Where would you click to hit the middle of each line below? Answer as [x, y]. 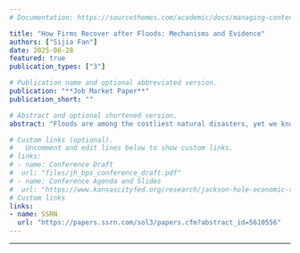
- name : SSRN [33, 215]
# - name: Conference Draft [62, 165]
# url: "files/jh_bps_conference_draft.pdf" [95, 173]
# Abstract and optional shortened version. [93, 115]
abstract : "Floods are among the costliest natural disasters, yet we [143, 124]
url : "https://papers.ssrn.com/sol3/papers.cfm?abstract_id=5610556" [149, 223]
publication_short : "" [51, 99]
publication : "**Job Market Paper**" [79, 91]
